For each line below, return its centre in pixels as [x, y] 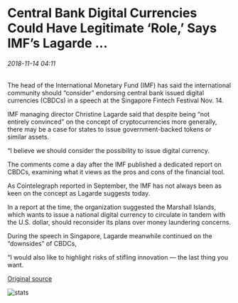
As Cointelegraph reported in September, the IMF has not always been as [115, 186]
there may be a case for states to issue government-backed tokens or [109, 129]
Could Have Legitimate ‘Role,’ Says [112, 28]
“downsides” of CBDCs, [42, 244]
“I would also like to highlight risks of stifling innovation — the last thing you [118, 257]
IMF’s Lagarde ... [58, 43]
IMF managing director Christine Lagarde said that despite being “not [109, 115]
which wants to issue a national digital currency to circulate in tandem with [117, 215]
